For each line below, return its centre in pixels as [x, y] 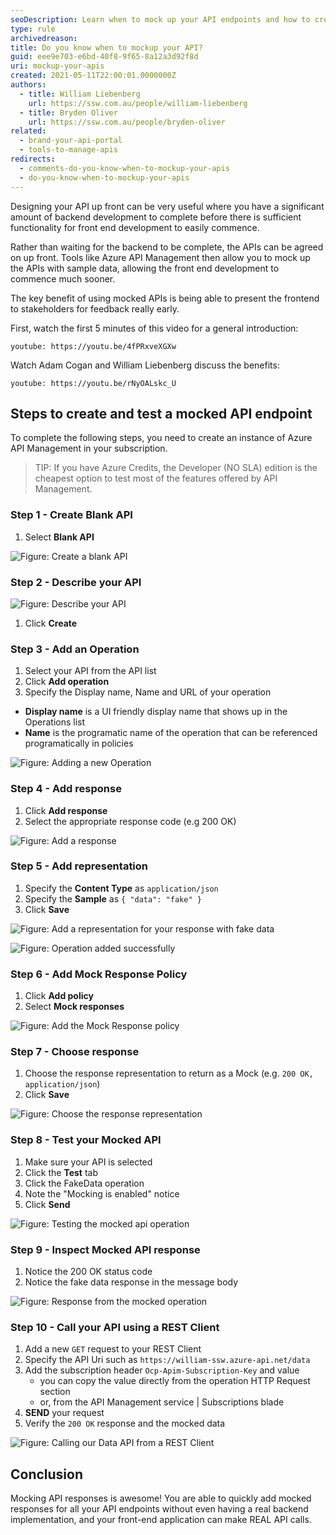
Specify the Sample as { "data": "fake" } [113, 898]
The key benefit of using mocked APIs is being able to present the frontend [165, 298]
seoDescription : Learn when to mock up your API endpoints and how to [160, 19]
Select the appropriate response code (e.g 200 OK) [130, 821]
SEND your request [64, 1413]
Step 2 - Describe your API [76, 582]
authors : [28, 85]
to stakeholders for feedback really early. [95, 308]
